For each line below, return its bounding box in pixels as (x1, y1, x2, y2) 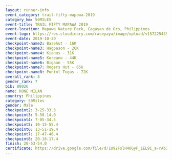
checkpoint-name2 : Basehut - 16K (5, 41, 77, 46)
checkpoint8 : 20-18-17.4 (5, 136, 58, 142)
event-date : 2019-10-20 (5, 36, 56, 42)
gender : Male (5, 103, 33, 108)
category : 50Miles (5, 98, 45, 103)
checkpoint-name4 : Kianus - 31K (5, 50, 74, 55)
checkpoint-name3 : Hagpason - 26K (5, 46, 79, 51)
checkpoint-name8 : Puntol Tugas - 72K (5, 70, 88, 75)
